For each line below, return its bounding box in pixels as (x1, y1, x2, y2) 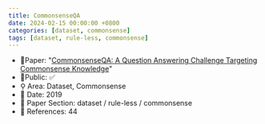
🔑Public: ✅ (19, 72, 56, 82)
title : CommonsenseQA (8, 11, 81, 20)
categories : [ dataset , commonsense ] (8, 26, 130, 34)
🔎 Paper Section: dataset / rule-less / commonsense (19, 99, 193, 108)
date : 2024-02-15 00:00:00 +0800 (8, 19, 120, 27)
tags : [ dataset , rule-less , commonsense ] (8, 33, 149, 42)
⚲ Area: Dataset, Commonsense (19, 81, 126, 91)
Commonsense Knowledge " (19, 64, 113, 74)
